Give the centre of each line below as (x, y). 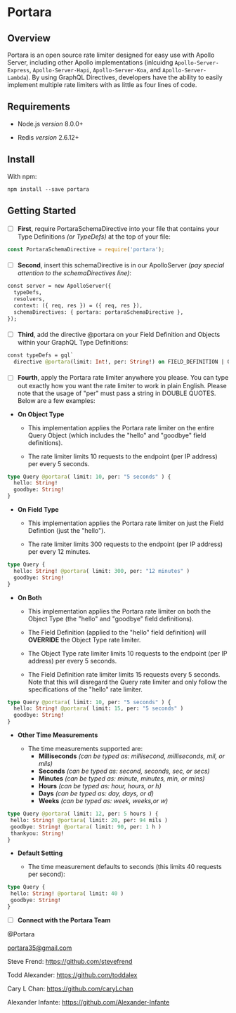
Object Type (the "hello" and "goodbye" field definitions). (111, 618)
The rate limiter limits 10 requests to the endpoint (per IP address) (123, 456)
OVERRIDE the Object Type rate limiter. (84, 640)
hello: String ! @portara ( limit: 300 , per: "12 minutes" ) (102, 571)
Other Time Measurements (58, 735)
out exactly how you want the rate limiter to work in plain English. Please (122, 385)
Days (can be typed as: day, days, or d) (96, 793)
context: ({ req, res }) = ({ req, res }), (78, 305)
